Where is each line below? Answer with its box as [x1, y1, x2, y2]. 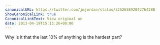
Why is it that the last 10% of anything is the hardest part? [5, 34, 122, 40]
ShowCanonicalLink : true [5, 12, 56, 17]
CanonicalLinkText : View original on [5, 16, 83, 21]
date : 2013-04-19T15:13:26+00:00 [5, 21, 74, 26]
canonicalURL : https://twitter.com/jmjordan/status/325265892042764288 [5, 7, 155, 12]
